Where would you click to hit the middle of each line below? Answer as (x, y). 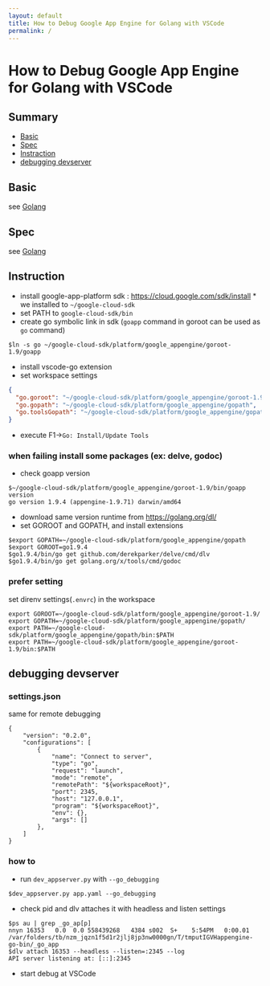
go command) (43, 329)
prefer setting (36, 582)
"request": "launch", (88, 771)
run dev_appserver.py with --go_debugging (89, 879)
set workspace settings (59, 375)
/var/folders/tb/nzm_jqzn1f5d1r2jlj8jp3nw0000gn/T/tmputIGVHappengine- (131, 937)
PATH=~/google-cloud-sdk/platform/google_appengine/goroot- (136, 642)
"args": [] (70, 820)
